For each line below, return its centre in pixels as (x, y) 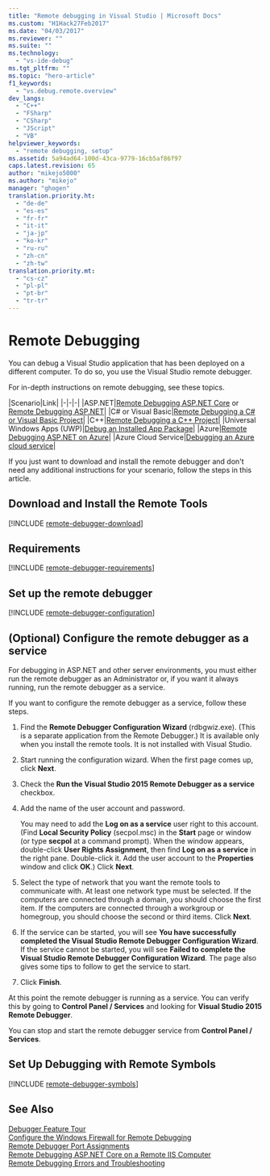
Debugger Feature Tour (47, 1128)
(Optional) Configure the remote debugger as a (129, 638)
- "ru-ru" (32, 248)
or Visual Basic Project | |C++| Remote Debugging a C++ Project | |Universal (132, 419)
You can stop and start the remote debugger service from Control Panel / (130, 1031)
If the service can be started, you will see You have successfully (128, 932)
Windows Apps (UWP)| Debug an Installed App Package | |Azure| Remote (128, 428)
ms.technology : (34, 53)
